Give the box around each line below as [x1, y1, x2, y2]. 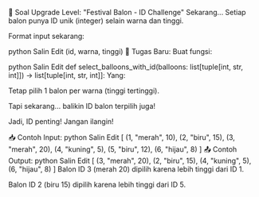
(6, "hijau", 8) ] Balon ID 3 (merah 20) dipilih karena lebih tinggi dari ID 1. [8, 164, 245, 174]
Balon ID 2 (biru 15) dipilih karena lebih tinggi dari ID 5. [8, 180, 186, 189]
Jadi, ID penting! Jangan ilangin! [8, 117, 114, 126]
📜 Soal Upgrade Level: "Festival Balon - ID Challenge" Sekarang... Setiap [8, 8, 246, 17]
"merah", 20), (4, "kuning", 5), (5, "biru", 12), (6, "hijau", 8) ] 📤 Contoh [8, 145, 237, 154]
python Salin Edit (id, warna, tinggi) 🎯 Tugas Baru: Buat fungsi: [8, 47, 213, 56]
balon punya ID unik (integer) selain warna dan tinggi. [8, 16, 184, 25]
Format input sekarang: [8, 32, 85, 41]
